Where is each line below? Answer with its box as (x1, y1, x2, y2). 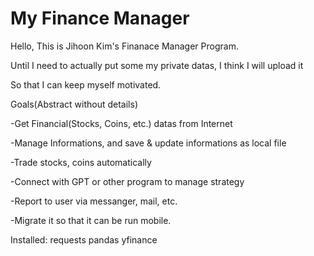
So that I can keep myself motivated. (10, 78, 162, 91)
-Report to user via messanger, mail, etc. (10, 195, 178, 207)
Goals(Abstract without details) (10, 98, 138, 110)
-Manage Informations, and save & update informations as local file (10, 137, 287, 149)
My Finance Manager (10, 7, 190, 30)
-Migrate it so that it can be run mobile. (10, 214, 172, 226)
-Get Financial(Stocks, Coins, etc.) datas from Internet (10, 117, 233, 129)
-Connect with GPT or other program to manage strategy (10, 175, 245, 187)
